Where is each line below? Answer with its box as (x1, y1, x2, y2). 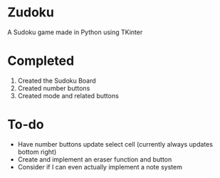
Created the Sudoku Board (17, 76, 96, 85)
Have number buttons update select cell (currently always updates (17, 140, 214, 148)
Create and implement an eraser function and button (17, 155, 172, 164)
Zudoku (7, 4, 55, 21)
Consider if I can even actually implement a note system (17, 162, 183, 171)
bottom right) (17, 147, 57, 156)
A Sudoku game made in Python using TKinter (7, 28, 143, 36)
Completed (7, 53, 75, 69)
